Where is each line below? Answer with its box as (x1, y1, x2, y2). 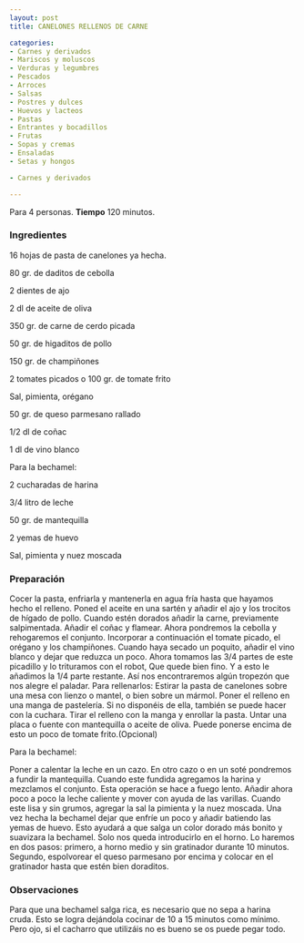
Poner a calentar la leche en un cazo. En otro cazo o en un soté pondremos (9, 764, 292, 775)
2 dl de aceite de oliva (9, 302, 93, 313)
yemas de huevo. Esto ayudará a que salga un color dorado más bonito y (9, 822, 283, 834)
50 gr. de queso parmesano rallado (9, 408, 141, 419)
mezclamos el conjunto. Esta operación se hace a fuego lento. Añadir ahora (9, 784, 293, 794)
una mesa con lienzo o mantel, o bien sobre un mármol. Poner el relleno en (9, 690, 290, 702)
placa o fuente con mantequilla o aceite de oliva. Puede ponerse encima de (9, 719, 292, 730)
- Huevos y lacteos (9, 106, 84, 115)
